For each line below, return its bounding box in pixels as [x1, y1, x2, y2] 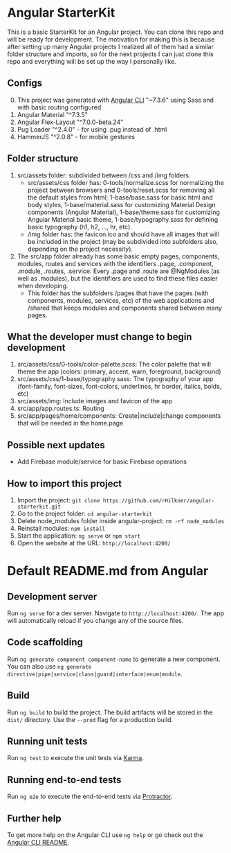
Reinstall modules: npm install [17, 525, 106, 532]
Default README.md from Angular [7, 563, 209, 579]
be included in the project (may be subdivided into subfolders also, [27, 237, 219, 245]
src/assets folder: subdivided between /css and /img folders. [17, 171, 191, 179]
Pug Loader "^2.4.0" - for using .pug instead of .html [17, 125, 167, 133]
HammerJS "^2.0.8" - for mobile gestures [17, 132, 136, 141]
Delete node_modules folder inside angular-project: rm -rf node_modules [17, 517, 225, 525]
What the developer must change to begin [7, 331, 192, 342]
